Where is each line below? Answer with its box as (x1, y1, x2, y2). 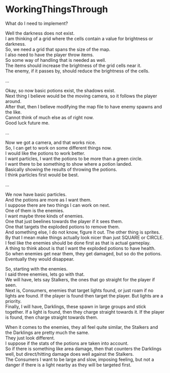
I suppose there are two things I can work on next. (5, 202, 111, 208)
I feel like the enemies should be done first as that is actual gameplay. (5, 240, 151, 246)
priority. (5, 298, 22, 304)
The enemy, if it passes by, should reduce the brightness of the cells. (5, 67, 150, 74)
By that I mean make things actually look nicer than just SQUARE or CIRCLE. (5, 234, 164, 240)
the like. (5, 109, 22, 115)
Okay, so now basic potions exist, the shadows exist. (5, 87, 116, 93)
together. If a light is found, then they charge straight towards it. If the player (5, 309, 165, 315)
